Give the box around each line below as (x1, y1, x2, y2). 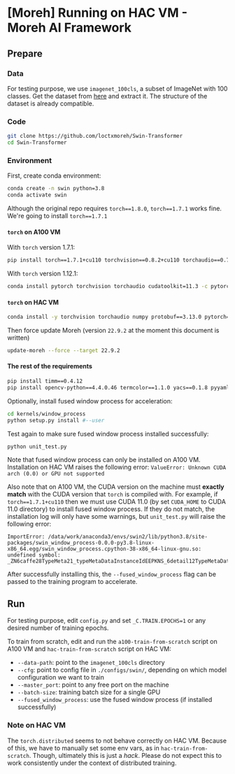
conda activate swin (7, 192, 68, 199)
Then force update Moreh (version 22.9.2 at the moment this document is (7, 327, 220, 334)
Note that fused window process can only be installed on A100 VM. (7, 456, 201, 464)
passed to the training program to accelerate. (7, 578, 138, 586)
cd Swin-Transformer (7, 139, 68, 146)
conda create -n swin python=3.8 (7, 185, 105, 192)
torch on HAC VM (7, 298, 59, 306)
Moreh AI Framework (7, 20, 131, 36)
